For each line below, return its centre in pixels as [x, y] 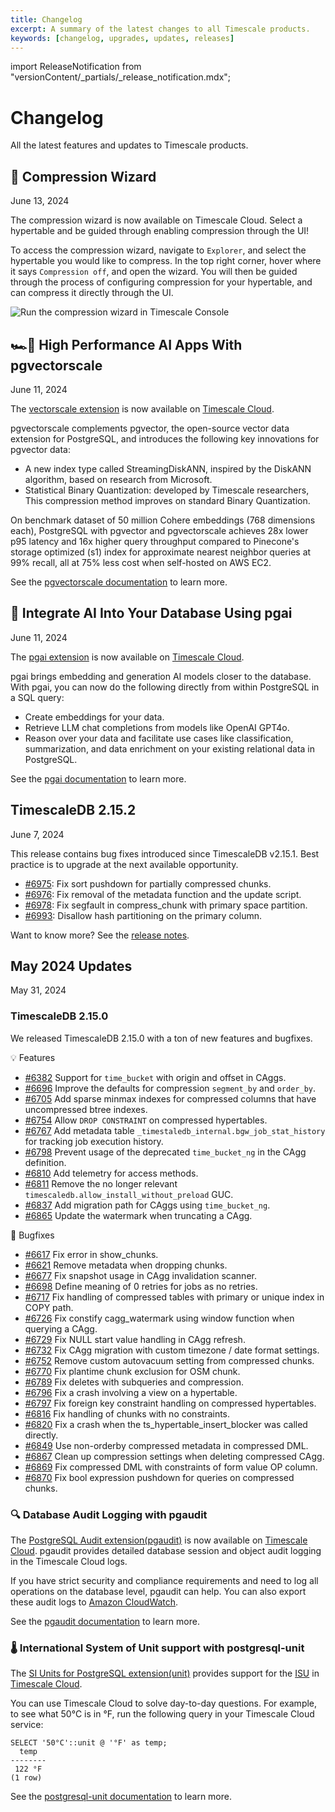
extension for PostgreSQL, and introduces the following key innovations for [165, 438]
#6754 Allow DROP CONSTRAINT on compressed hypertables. [146, 1120]
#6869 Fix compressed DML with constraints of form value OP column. [171, 1467]
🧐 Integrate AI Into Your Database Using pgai [151, 613]
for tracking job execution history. [94, 1141]
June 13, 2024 [40, 201]
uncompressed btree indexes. [86, 1109]
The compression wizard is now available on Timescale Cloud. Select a [156, 220]
